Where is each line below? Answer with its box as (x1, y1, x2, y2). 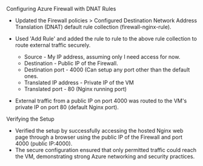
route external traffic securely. (15, 42, 91, 48)
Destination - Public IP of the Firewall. (24, 60, 118, 67)
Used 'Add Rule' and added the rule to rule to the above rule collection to (15, 35, 197, 42)
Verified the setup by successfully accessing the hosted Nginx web (15, 127, 184, 134)
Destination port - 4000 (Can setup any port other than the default (24, 66, 190, 73)
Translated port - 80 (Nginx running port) (24, 85, 127, 93)
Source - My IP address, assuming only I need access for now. (24, 53, 181, 60)
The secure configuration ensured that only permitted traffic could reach (15, 147, 197, 153)
